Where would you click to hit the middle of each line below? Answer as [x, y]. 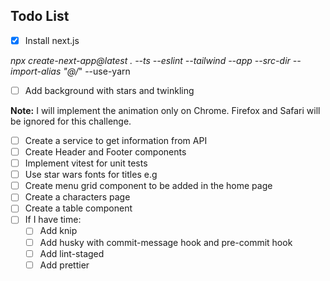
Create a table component [78, 208]
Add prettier [64, 265]
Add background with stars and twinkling [109, 90]
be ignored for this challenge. [71, 121]
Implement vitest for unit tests [86, 163]
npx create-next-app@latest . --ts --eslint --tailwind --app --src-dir [150, 60]
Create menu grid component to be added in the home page [148, 186]
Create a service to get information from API [116, 140]
